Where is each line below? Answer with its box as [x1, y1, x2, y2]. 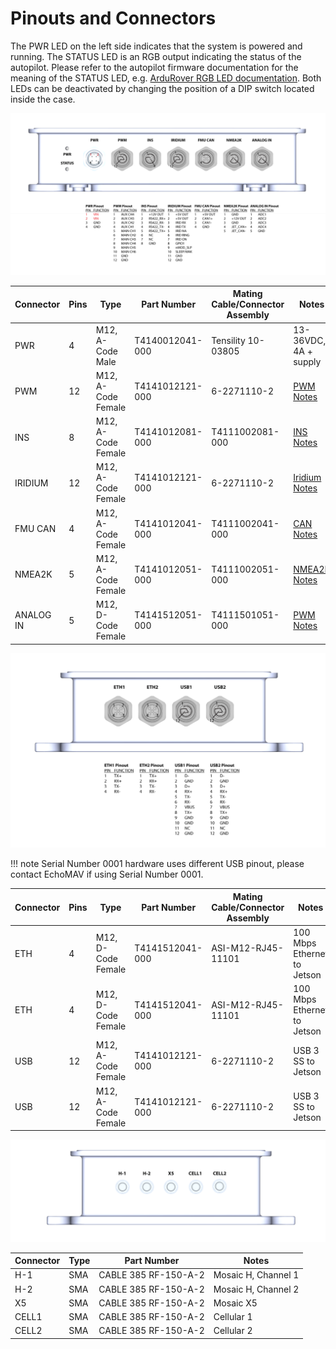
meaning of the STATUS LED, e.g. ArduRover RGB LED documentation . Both [10, 72, 322, 84]
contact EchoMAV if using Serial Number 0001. [10, 868, 204, 881]
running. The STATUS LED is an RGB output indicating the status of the [10, 50, 302, 62]
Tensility [211, 334, 246, 346]
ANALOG [14, 609, 52, 621]
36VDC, [293, 334, 327, 346]
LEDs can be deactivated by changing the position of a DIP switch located [10, 82, 315, 94]
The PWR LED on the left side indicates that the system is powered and [10, 40, 303, 52]
